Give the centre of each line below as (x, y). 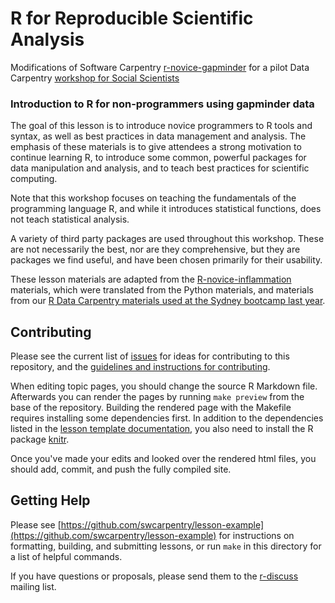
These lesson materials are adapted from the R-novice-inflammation (151, 279)
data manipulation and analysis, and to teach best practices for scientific (160, 168)
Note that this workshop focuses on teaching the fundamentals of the (153, 198)
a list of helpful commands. (66, 556)
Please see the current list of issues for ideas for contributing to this (150, 356)
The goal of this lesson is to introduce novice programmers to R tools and (161, 126)
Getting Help (50, 500)
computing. (34, 179)
